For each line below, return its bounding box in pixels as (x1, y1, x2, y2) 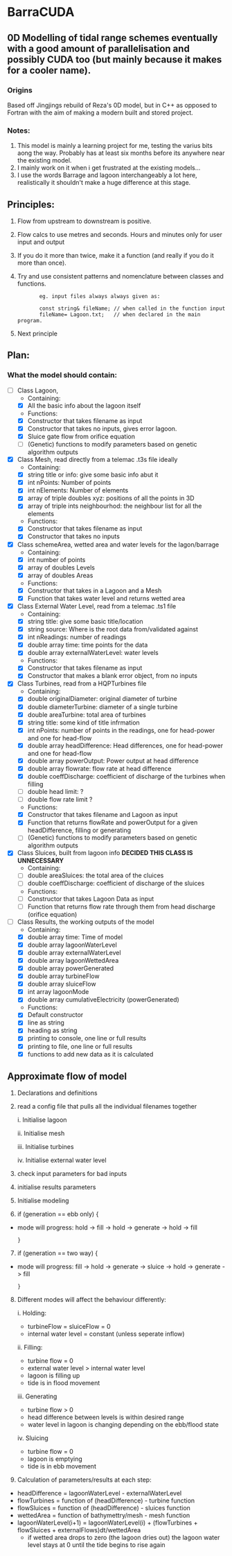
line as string (27, 1018, 64, 1027)
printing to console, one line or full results (27, 1034, 147, 1043)
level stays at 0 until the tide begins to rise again (27, 1541, 166, 1549)
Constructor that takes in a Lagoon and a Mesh (27, 586, 162, 595)
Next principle (17, 329, 57, 338)
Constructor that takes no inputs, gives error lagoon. (27, 424, 177, 433)
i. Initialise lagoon (17, 1116, 67, 1124)
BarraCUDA (7, 4, 75, 20)
